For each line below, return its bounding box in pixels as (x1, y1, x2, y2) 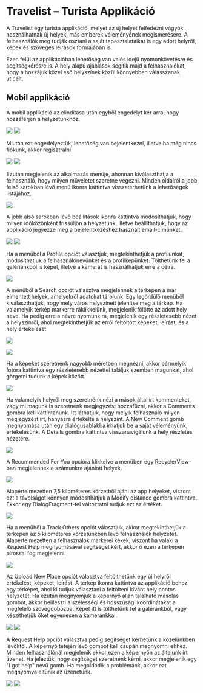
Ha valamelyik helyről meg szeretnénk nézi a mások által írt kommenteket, (6, 395, 191, 403)
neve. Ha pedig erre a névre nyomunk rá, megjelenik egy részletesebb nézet (6, 312, 197, 319)
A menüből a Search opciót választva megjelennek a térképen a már (6, 286, 177, 293)
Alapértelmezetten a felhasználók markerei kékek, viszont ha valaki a (6, 537, 178, 544)
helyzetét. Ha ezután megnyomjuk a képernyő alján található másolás (6, 592, 179, 599)
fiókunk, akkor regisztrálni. (6, 146, 73, 153)
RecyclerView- (155, 458, 192, 465)
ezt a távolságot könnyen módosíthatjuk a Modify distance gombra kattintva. (6, 494, 198, 501)
